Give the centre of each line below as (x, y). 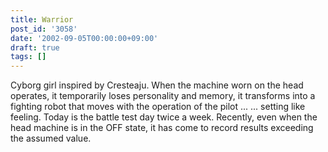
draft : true (35, 47)
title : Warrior (42, 19)
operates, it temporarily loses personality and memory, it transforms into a (163, 96)
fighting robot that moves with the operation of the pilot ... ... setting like (158, 107)
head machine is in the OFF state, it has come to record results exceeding (162, 128)
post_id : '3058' (44, 29)
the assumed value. (51, 138)
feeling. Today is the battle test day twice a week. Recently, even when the (164, 117)
